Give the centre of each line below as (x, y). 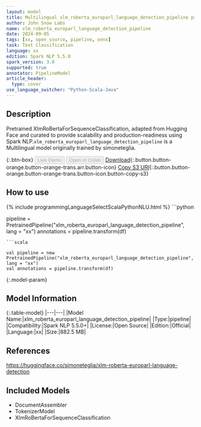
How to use (28, 193)
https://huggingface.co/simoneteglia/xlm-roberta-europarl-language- (92, 365)
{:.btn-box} (20, 160)
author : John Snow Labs (36, 23)
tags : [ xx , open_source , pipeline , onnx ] (59, 40)
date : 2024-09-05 (28, 34)
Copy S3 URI (133, 167)
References (28, 351)
